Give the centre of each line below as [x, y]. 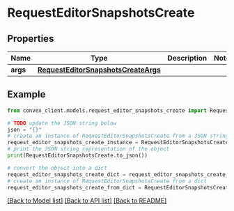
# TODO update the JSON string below [62, 123]
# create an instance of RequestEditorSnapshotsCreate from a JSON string [118, 136]
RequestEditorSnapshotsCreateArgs [99, 70]
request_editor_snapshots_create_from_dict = [74, 187]
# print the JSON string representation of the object [88, 149]
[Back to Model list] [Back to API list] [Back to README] [87, 201]
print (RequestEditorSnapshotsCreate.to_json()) [78, 156]
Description [187, 58]
